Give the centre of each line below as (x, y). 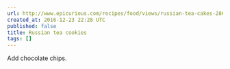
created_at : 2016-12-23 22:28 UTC (56, 20)
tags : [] (20, 39)
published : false (32, 26)
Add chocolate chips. (37, 58)
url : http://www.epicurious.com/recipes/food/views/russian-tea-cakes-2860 (117, 13)
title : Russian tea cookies (47, 32)
